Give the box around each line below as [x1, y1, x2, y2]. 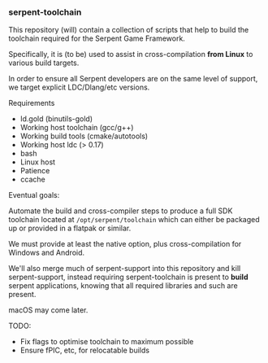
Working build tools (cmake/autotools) [19, 131, 149, 141]
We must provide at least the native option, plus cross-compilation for [8, 239, 242, 249]
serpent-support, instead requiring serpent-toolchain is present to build [8, 272, 249, 282]
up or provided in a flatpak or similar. [8, 223, 132, 234]
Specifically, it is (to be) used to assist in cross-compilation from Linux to [8, 50, 253, 59]
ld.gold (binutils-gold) [19, 114, 93, 124]
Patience [19, 166, 50, 176]
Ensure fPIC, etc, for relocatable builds [19, 345, 150, 356]
